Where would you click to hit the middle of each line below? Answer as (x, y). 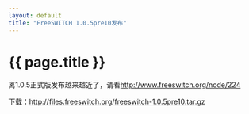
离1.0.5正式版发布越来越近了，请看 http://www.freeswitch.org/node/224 (125, 85)
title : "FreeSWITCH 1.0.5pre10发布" (67, 23)
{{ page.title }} (57, 62)
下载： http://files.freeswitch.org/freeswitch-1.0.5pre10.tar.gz (107, 102)
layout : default (35, 15)
